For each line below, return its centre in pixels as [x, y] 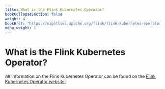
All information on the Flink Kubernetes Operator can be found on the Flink [80, 76]
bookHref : [15, 23]
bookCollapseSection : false [34, 14]
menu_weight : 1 [21, 28]
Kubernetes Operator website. [36, 82]
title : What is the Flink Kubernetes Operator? [55, 10]
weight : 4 [15, 19]
